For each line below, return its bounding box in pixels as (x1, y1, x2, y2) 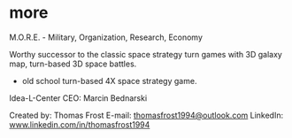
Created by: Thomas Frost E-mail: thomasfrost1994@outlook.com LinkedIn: (9, 110, 284, 120)
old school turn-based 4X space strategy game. (21, 75, 197, 86)
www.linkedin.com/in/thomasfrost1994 (9, 119, 150, 130)
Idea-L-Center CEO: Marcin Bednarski (9, 92, 148, 103)
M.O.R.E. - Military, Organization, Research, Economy (9, 32, 204, 42)
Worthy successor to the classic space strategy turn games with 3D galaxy (9, 49, 283, 59)
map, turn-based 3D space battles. (9, 58, 137, 69)
